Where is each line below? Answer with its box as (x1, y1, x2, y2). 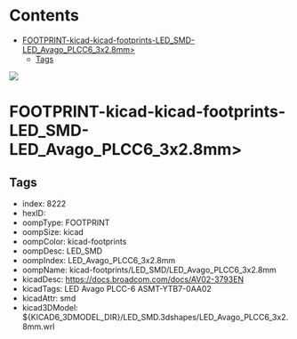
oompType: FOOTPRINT (21, 217, 110, 228)
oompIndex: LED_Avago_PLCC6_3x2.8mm (21, 254, 176, 265)
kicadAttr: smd (21, 293, 76, 303)
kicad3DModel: (21, 302, 78, 312)
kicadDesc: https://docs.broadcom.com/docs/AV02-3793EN (21, 273, 245, 285)
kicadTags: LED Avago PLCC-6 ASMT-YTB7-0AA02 (21, 283, 212, 294)
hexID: (21, 207, 46, 218)
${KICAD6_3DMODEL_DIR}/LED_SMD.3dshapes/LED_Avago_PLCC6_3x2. (21, 311, 289, 322)
